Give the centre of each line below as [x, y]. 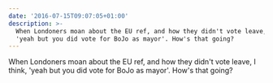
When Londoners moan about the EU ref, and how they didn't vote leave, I [132, 62]
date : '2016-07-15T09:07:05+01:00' [69, 16]
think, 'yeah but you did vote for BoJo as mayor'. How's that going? [121, 71]
